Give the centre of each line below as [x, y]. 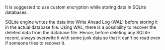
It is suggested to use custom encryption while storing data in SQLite [76, 7]
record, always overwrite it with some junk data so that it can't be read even [83, 38]
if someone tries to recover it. [35, 43]
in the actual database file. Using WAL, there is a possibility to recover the [81, 27]
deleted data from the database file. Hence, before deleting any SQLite [78, 32]
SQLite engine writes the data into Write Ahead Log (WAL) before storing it [82, 22]
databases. [17, 12]
